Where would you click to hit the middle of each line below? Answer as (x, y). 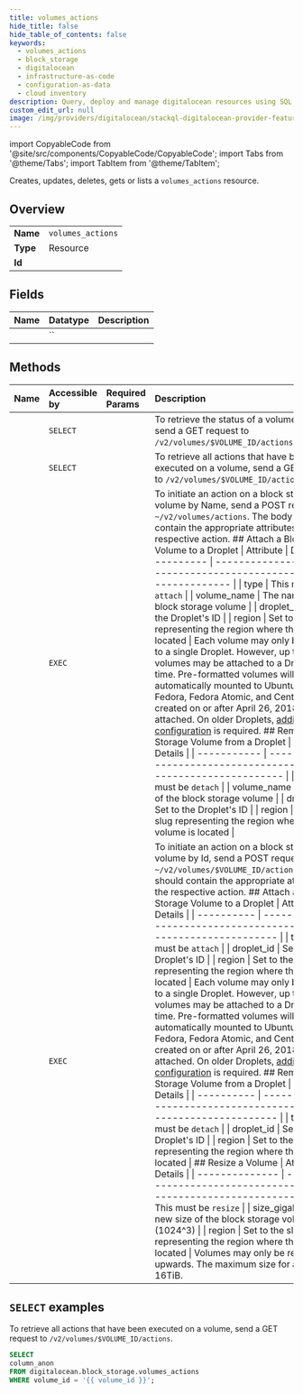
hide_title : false (44, 26)
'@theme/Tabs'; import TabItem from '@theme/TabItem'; (115, 163)
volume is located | (195, 832)
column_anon (32, 1363)
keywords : (28, 43)
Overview (37, 209)
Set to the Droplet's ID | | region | (224, 809)
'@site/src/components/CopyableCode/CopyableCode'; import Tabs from (147, 153)
